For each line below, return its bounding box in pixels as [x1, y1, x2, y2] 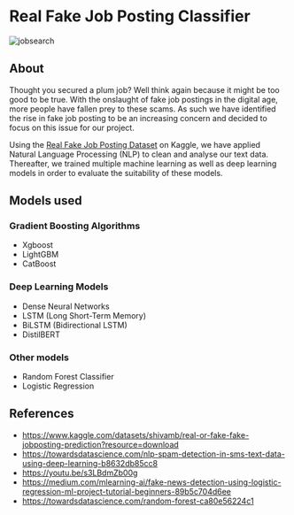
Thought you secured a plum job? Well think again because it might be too [9, 84, 281, 95]
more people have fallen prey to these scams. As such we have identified [9, 104, 276, 114]
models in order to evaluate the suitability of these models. [9, 167, 223, 178]
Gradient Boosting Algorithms [9, 219, 141, 232]
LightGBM [21, 250, 59, 260]
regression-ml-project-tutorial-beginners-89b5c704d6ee [21, 486, 232, 496]
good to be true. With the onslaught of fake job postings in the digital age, [9, 94, 279, 104]
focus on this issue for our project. [9, 122, 135, 133]
